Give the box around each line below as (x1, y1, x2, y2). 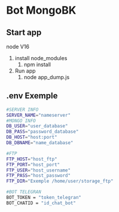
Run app (14, 67, 36, 74)
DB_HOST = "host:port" (6, 135, 58, 141)
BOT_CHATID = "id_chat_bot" (6, 200, 77, 206)
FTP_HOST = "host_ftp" (6, 156, 58, 162)
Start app (6, 27, 42, 38)
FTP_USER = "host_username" (6, 167, 71, 173)
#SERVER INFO (6, 107, 39, 113)
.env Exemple (6, 91, 58, 101)
